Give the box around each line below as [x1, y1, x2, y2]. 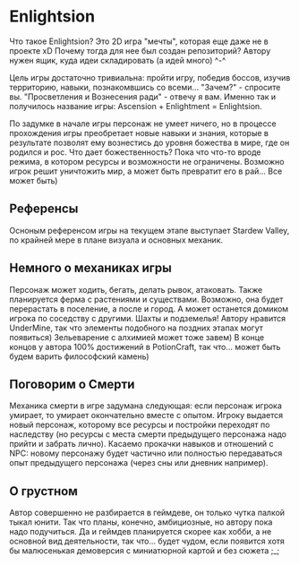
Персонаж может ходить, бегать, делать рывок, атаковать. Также [9, 284, 263, 295]
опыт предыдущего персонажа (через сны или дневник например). [9, 458, 269, 468]
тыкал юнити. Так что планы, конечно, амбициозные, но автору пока [9, 517, 273, 527]
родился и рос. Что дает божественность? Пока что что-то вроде [9, 146, 261, 158]
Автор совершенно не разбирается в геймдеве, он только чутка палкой [9, 508, 285, 518]
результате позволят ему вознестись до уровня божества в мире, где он [9, 137, 290, 148]
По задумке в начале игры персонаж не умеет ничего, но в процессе [9, 118, 277, 129]
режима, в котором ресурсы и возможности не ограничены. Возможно [9, 156, 285, 167]
